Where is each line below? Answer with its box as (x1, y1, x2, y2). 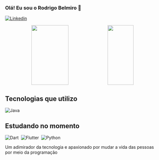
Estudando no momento (5, 122, 80, 130)
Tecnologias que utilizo (5, 94, 77, 103)
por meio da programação (5, 149, 58, 155)
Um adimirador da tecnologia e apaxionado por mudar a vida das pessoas (5, 144, 154, 150)
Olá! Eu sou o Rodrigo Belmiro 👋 (5, 4, 82, 11)
